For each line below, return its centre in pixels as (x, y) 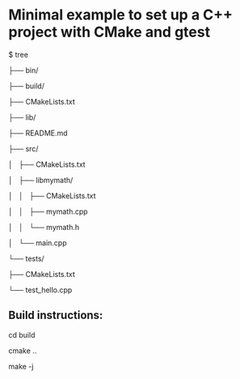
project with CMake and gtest (109, 32)
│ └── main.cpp (38, 243)
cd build (22, 334)
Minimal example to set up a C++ (120, 15)
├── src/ (23, 148)
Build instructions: (56, 315)
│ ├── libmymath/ (41, 180)
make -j (21, 366)
